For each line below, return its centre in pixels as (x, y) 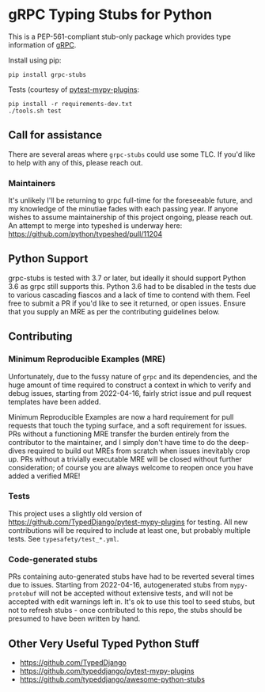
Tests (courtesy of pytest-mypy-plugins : (74, 89)
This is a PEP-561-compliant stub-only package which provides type (120, 36)
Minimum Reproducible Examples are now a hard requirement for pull (121, 416)
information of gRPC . (42, 44)
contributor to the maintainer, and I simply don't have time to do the (118, 442)
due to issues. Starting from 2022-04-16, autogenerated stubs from (118, 585)
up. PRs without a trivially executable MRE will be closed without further (125, 459)
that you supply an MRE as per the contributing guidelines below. (114, 311)
